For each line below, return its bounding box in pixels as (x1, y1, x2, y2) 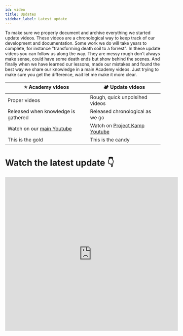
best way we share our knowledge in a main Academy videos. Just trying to (5, 67, 159, 72)
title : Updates (5, 12, 37, 17)
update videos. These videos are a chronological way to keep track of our (5, 35, 155, 41)
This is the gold (7, 136, 43, 143)
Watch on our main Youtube (7, 125, 72, 132)
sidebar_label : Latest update (5, 16, 68, 21)
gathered (7, 114, 29, 121)
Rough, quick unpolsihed (90, 94, 147, 101)
